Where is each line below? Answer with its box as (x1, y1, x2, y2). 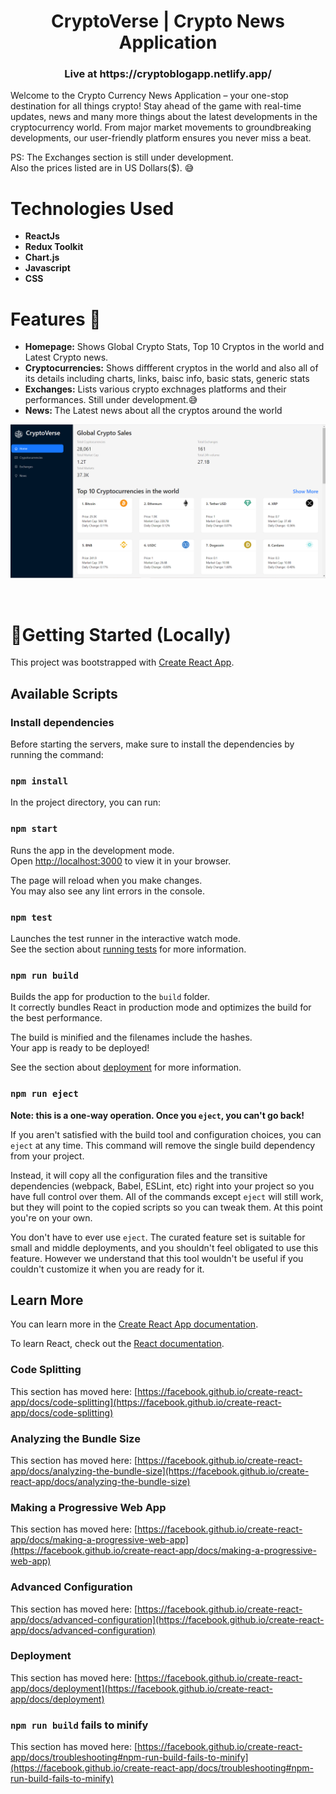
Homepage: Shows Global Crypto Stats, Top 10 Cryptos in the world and (24, 341, 325, 353)
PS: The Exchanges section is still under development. (10, 151, 234, 164)
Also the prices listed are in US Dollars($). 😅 (10, 162, 195, 174)
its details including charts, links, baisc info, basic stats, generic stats (24, 373, 310, 385)
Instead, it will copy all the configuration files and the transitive (10, 1169, 268, 1181)
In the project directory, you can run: (10, 796, 161, 809)
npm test (10, 911, 53, 923)
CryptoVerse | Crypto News (51, 10, 285, 33)
